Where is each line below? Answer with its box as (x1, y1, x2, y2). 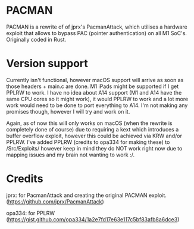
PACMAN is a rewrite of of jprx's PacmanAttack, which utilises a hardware (6, 23, 187, 30)
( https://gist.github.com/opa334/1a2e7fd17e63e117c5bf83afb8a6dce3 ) (6, 215, 180, 223)
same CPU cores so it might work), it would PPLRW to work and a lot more (6, 95, 189, 102)
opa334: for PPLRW (6, 209, 55, 217)
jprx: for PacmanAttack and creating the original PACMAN (6, 192, 148, 199)
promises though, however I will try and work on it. (6, 108, 130, 115)
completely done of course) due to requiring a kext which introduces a (6, 126, 179, 133)
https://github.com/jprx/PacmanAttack (8, 197, 102, 205)
